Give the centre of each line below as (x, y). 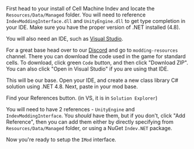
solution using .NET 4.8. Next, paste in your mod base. (72, 87)
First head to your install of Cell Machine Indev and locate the (80, 9)
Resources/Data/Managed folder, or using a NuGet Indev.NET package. (89, 128)
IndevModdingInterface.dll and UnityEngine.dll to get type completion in (96, 21)
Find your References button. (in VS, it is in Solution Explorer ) (82, 98)
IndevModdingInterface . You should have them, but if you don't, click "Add (96, 115)
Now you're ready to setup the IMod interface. (61, 140)
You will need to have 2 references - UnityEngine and (71, 109)
